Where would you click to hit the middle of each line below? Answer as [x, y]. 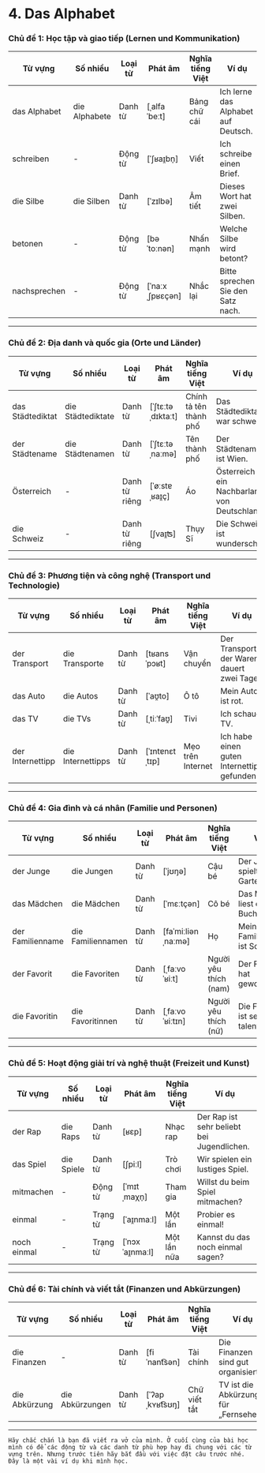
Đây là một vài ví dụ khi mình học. [68, 1461]
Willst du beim [223, 1182]
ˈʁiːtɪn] [174, 1021]
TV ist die [236, 1385]
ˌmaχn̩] [135, 1197]
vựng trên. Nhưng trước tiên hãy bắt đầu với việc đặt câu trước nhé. [127, 1454]
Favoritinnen [95, 1021]
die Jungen [92, 871]
